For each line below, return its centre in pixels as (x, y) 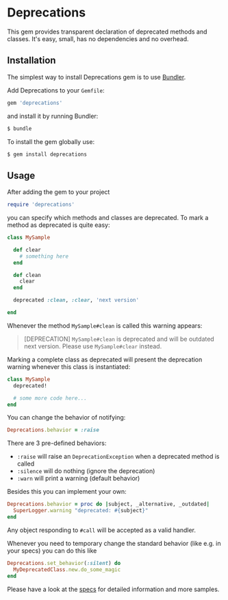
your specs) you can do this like (52, 551)
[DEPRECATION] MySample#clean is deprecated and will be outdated (119, 339)
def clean (27, 275)
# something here (44, 256)
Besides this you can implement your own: (67, 492)
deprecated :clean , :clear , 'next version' (76, 300)
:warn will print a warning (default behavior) (78, 479)
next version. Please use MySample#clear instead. (93, 346)
